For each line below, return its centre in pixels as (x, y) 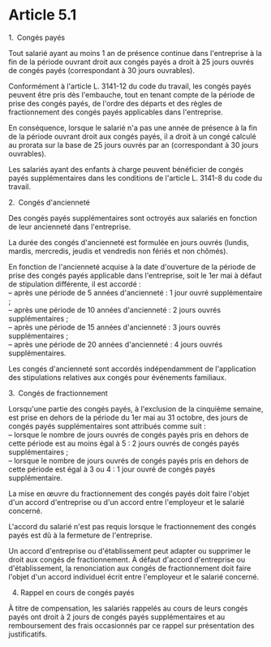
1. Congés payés (37, 37)
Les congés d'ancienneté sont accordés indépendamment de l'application (132, 369)
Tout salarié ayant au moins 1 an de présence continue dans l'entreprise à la (135, 53)
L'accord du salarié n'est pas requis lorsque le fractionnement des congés (133, 526)
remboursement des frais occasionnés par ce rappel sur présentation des (131, 625)
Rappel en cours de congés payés (77, 592)
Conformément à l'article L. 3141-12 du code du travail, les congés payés (130, 86)
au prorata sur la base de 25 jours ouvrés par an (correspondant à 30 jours (133, 144)
